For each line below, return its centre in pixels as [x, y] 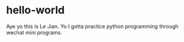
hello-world [36, 10]
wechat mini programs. [34, 32]
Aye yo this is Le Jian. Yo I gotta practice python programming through [93, 26]
